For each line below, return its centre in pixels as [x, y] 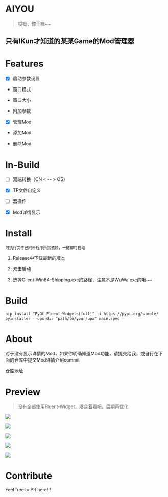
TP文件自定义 [27, 190]
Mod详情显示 [27, 212]
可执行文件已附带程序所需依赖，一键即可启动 [45, 248]
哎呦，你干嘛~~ [34, 24]
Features [25, 64]
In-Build [22, 165]
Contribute [29, 476]
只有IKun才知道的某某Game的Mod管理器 [70, 41]
